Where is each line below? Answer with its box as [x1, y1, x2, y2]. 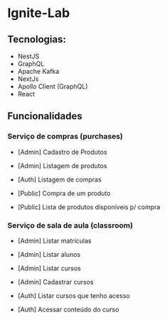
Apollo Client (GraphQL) [17, 82, 88, 90]
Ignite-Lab [7, 5, 70, 21]
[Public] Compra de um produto [17, 189, 111, 197]
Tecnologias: [7, 33, 66, 45]
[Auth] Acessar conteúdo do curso [17, 305, 119, 314]
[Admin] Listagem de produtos [17, 161, 108, 170]
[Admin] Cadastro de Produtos [17, 148, 108, 156]
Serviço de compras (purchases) [7, 131, 123, 141]
